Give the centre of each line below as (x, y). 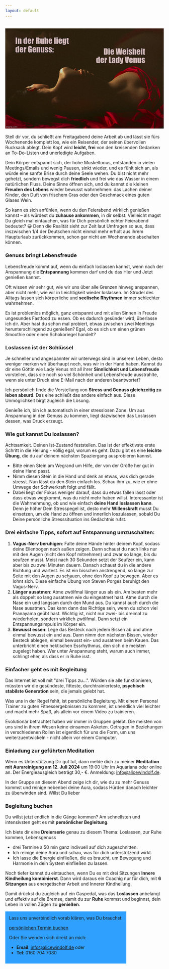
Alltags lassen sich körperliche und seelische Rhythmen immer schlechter (82, 298)
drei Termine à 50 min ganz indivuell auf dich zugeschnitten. (75, 847)
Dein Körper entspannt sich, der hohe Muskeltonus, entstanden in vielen (80, 163)
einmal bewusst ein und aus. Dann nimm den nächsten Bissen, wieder (85, 635)
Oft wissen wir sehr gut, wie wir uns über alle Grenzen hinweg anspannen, (82, 287)
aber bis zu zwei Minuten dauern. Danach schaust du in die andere (82, 565)
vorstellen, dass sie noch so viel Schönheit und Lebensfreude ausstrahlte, (82, 375)
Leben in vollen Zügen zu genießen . (43, 904)
